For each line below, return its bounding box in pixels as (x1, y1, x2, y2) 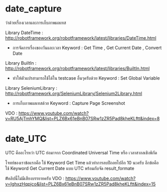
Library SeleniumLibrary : (5, 85, 58, 91)
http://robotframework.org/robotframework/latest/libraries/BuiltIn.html (5, 65, 150, 71)
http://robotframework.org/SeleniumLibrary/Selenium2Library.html (5, 90, 142, 96)
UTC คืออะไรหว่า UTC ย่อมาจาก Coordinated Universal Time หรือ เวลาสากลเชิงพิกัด (5, 149, 157, 155)
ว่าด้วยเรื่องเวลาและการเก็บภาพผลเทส (5, 20, 66, 26)
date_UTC (5, 133, 47, 144)
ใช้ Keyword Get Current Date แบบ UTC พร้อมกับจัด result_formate (5, 165, 134, 171)
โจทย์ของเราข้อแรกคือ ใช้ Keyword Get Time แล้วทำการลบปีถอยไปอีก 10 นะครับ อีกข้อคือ (5, 159, 159, 165)
